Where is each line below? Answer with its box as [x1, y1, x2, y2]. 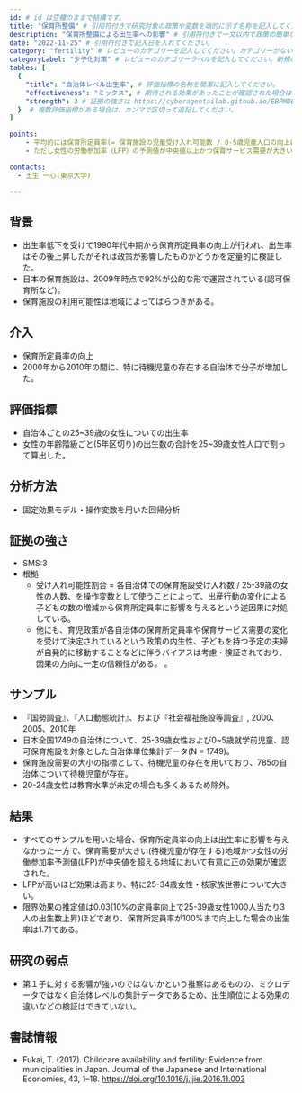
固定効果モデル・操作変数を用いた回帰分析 [22, 504, 181, 515]
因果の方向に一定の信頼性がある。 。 [35, 658, 173, 669]
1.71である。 [38, 924, 84, 935]
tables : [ [9, 64, 47, 73]
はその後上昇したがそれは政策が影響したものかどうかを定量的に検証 [22, 251, 275, 262]
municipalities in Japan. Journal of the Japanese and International [22, 1063, 267, 1074]
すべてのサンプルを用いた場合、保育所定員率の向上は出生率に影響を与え [22, 834, 289, 845]
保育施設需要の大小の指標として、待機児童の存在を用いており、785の [22, 757, 280, 769]
